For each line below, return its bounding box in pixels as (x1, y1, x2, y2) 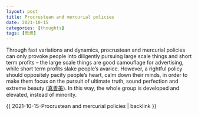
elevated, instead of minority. (6, 92, 77, 99)
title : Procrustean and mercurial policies (6, 14, 115, 20)
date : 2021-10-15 (6, 19, 49, 25)
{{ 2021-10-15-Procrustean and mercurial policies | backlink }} (6, 103, 157, 110)
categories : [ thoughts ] (6, 25, 65, 31)
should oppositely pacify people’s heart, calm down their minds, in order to (6, 72, 188, 79)
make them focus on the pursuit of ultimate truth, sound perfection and (6, 77, 179, 85)
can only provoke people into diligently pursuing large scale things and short (6, 53, 192, 60)
